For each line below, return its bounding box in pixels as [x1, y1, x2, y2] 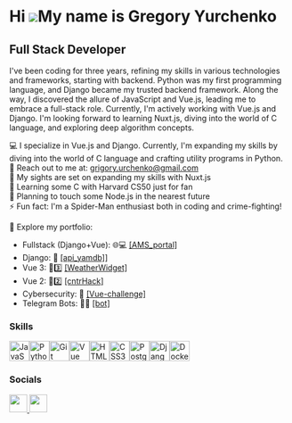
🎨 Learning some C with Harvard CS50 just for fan [9, 181, 193, 192]
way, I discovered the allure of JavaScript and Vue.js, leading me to [9, 94, 256, 104]
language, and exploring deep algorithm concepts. [9, 122, 194, 133]
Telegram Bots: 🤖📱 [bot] [21, 298, 110, 309]
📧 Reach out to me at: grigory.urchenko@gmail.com [9, 162, 199, 173]
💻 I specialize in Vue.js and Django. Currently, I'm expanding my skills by [9, 140, 279, 151]
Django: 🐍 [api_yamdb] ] [21, 253, 109, 262]
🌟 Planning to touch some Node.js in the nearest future [9, 191, 211, 202]
